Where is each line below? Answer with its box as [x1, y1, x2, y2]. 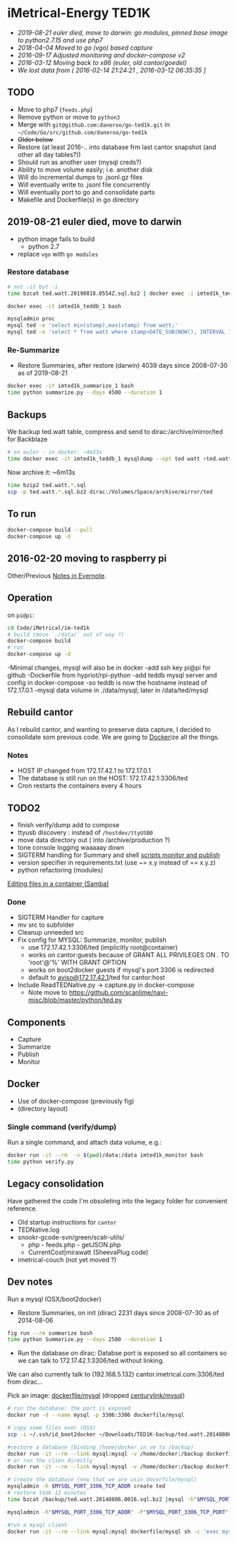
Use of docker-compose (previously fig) [17, 1097, 135, 1105]
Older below [17, 135, 54, 144]
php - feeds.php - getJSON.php [28, 1240, 121, 1249]
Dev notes [7, 1276, 53, 1288]
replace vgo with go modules [17, 250, 99, 258]
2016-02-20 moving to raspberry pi [7, 553, 167, 565]
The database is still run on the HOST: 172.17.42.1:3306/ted [17, 774, 188, 783]
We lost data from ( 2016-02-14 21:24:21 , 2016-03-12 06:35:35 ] [17, 66, 206, 74]
